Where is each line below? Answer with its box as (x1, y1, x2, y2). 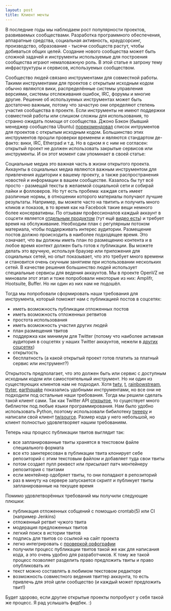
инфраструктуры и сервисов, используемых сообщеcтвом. (5, 65, 135, 71)
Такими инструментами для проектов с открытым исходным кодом (5, 80, 154, 86)
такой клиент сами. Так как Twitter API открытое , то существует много (5, 397, 160, 403)
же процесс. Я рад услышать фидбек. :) (5, 599, 92, 605)
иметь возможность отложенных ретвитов (12, 311, 107, 317)
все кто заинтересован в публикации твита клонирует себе (12, 450, 143, 456)
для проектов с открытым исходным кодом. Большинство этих (5, 129, 144, 135)
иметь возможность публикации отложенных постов (12, 305, 129, 312)
